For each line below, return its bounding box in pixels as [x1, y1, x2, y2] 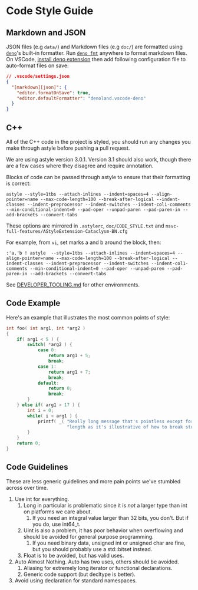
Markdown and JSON [6, 28, 86, 38]
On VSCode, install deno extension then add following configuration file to [6, 56, 186, 62]
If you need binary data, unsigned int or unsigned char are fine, [32, 539, 186, 546]
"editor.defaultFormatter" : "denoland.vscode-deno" [16, 95, 146, 101]
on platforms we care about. [23, 508, 93, 515]
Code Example [6, 298, 61, 308]
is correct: [6, 180, 31, 187]
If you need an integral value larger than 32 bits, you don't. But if [32, 514, 189, 521]
